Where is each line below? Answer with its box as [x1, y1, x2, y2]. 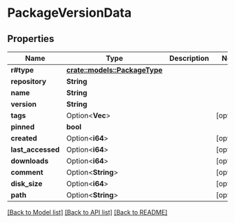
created [10, 134, 37, 143]
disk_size [10, 179, 43, 188]
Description [169, 54, 210, 63]
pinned [10, 122, 35, 131]
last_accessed [10, 145, 60, 154]
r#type [10, 65, 34, 75]
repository [10, 77, 47, 86]
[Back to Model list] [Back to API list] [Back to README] [7, 208, 168, 216]
